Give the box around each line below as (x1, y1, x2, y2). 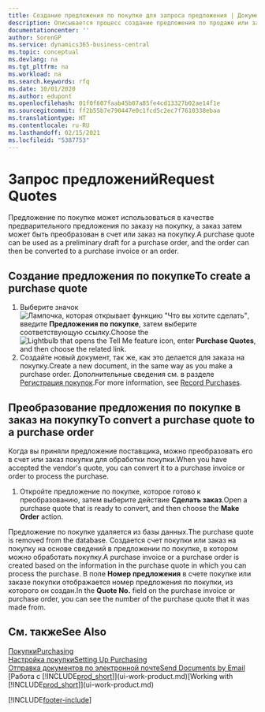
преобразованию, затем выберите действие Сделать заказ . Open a (19, 495, 248, 505)
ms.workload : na (8, 70, 62, 78)
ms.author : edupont (8, 92, 73, 100)
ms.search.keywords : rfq (8, 77, 90, 85)
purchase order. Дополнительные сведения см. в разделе (19, 370, 215, 379)
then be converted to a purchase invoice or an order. (8, 246, 180, 256)
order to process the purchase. (8, 472, 109, 481)
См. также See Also (8, 625, 106, 639)
